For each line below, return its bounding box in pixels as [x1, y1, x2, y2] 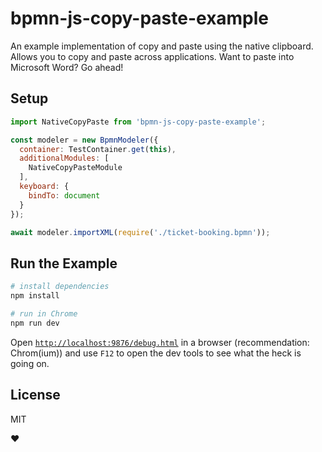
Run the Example [10, 255, 118, 272]
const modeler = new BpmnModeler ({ [10, 135, 159, 145]
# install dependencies [10, 282, 110, 292]
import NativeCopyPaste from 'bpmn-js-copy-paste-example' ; [10, 117, 267, 127]
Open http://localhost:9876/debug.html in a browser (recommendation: [10, 336, 310, 348]
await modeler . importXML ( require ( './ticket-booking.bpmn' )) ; [10, 227, 271, 237]
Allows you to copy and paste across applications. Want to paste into [10, 50, 295, 62]
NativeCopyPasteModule [28, 163, 123, 173]
